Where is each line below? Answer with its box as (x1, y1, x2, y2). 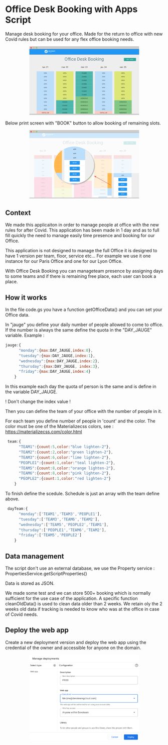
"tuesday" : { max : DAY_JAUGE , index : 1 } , (18, 353, 95, 358)
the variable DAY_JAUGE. (5, 389, 58, 395)
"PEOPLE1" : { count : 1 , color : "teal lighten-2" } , (18, 460, 115, 465)
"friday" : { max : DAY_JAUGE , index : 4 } (18, 369, 91, 374)
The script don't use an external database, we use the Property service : (5, 565, 155, 571)
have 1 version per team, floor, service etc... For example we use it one (5, 253, 151, 259)
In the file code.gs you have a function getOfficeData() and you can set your (5, 306, 162, 312)
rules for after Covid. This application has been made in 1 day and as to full (5, 227, 159, 233)
